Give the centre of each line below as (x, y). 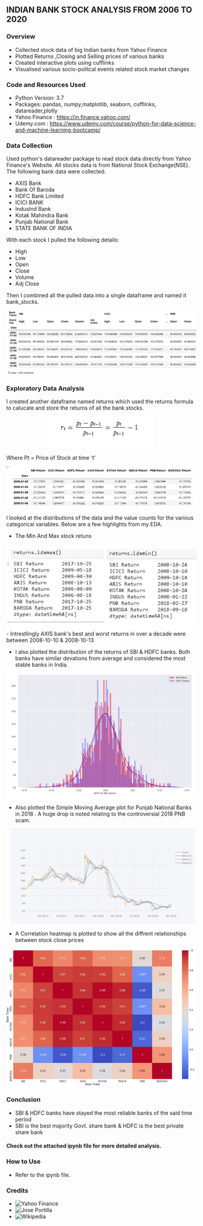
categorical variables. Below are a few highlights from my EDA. (84, 524)
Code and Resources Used (46, 85)
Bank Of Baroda (35, 190)
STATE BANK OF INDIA (43, 228)
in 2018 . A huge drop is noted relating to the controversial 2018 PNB (100, 814)
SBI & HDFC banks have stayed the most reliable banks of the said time (104, 1113)
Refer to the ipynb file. (43, 1175)
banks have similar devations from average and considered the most (100, 659)
